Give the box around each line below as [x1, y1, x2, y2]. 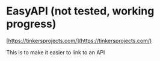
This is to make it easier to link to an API [6, 48, 105, 56]
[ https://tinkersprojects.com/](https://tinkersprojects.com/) [6, 37, 152, 44]
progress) [6, 17, 57, 31]
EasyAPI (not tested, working [6, 4, 155, 18]
